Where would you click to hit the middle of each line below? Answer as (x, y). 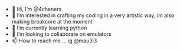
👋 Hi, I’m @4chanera (37, 9)
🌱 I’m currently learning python (49, 28)
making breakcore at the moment (52, 21)
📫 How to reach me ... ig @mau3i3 (54, 41)
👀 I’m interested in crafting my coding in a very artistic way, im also (93, 15)
